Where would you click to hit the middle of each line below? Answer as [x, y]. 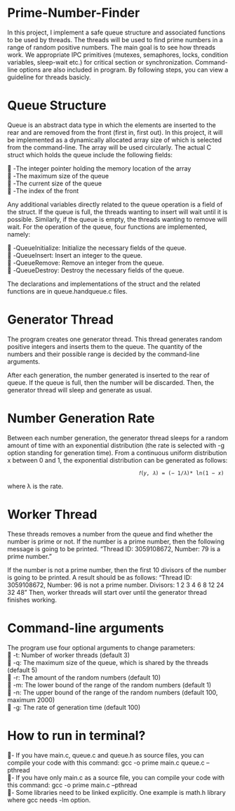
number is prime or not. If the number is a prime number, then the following [116, 541]
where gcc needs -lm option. [49, 800]
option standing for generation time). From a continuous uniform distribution [117, 453]
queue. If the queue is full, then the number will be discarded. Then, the [111, 382]
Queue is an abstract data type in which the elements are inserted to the [112, 125]
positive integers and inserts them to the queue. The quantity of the [105, 346]
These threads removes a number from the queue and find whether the [110, 534]
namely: [19, 234]
